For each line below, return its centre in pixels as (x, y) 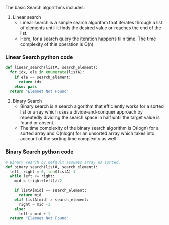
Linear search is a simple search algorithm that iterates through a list (91, 23)
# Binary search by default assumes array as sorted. (63, 162)
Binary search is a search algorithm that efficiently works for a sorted (92, 106)
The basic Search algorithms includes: (45, 7)
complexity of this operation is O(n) (57, 44)
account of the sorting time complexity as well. (69, 138)
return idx (30, 82)
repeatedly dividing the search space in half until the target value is (90, 117)
